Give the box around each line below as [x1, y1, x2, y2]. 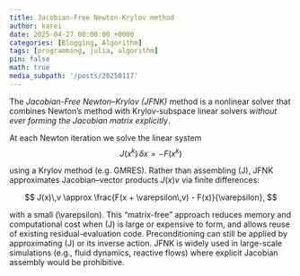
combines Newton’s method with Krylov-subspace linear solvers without [9, 105, 278, 116]
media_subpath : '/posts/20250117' [9, 72, 139, 81]
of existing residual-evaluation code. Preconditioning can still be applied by [9, 229, 287, 239]
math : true [9, 64, 50, 73]
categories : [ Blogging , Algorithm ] [9, 38, 143, 47]
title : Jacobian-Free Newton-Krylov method [9, 13, 175, 22]
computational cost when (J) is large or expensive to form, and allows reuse [9, 219, 290, 229]
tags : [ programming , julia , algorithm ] [9, 47, 159, 56]
